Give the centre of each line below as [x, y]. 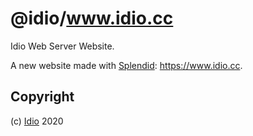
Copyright [42, 97]
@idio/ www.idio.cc [92, 18]
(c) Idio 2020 [37, 121]
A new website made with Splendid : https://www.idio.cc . [126, 65]
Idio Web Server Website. [62, 46]
